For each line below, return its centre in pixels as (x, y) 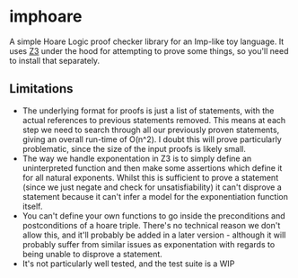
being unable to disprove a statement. (92, 254)
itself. (32, 206)
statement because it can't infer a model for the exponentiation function (155, 196)
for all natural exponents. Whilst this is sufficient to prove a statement (150, 177)
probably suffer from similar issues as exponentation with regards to (149, 244)
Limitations (41, 89)
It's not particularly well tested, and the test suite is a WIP (128, 264)
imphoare (46, 17)
